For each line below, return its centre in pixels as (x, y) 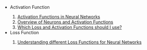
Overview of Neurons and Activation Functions (65, 22)
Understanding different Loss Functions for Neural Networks (79, 42)
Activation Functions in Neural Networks (59, 17)
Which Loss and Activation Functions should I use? (70, 27)
